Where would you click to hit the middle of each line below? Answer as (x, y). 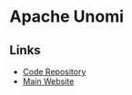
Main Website (48, 81)
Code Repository (54, 71)
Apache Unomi (67, 17)
